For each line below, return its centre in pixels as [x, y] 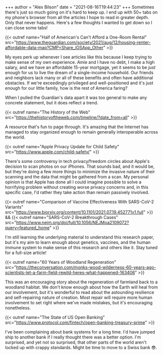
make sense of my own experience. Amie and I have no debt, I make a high [80, 62]
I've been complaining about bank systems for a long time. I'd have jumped [80, 332]
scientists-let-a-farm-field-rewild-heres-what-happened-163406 [70, 272]
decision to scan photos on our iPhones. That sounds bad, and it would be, [80, 166]
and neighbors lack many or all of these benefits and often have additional [79, 78]
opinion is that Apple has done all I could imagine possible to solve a [73, 182]
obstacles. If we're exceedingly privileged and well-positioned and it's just [79, 83]
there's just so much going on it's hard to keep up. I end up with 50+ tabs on [81, 12]
